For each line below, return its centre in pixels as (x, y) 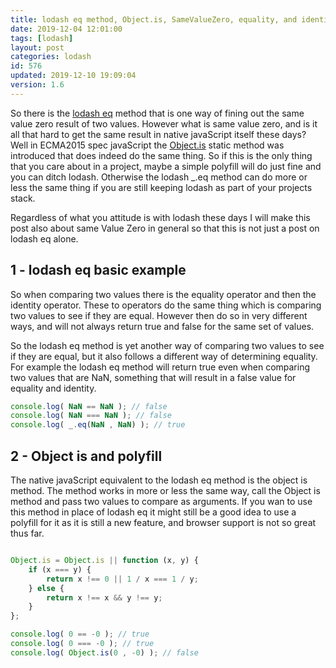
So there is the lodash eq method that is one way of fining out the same (157, 113)
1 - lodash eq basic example (98, 270)
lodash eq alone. (44, 238)
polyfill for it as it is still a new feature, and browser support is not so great (163, 522)
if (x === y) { (60, 569)
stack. (23, 198)
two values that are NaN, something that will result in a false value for (153, 377)
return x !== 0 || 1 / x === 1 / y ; (122, 579)
